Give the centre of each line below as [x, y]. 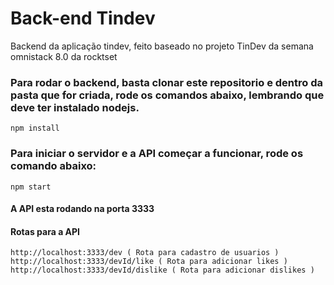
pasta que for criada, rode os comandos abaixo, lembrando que [167, 95]
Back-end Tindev [83, 18]
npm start [31, 187]
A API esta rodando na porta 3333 [82, 209]
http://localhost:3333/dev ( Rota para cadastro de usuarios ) [145, 253]
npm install [35, 128]
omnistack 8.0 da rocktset [64, 56]
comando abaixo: [53, 166]
